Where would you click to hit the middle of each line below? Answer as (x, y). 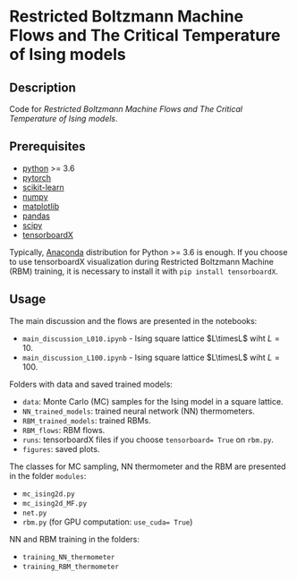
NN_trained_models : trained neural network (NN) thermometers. (138, 411)
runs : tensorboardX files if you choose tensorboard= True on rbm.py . (148, 439)
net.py (34, 513)
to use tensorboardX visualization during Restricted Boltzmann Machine (142, 261)
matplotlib (41, 206)
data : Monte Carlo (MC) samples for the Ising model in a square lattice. (153, 401)
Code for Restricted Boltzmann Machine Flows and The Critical (126, 109)
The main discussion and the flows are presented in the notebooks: (133, 320)
